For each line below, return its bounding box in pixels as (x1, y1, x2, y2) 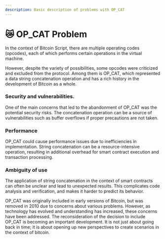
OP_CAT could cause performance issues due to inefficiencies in (5, 139, 137, 144)
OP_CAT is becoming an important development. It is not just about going (5, 219, 154, 225)
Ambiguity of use (5, 167, 48, 174)
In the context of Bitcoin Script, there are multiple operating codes (5, 45, 140, 51)
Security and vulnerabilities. (5, 93, 75, 100)
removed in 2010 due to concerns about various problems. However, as (5, 203, 151, 209)
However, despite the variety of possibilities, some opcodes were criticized (5, 65, 158, 71)
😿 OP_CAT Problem (5, 28, 87, 40)
